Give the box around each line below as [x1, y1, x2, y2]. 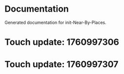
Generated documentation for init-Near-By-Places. [4, 19, 107, 25]
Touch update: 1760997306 [4, 37, 120, 48]
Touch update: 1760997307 [4, 59, 119, 70]
